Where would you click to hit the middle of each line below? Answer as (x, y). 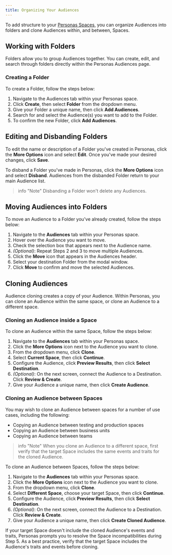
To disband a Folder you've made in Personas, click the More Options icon (84, 170)
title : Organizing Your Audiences (42, 10)
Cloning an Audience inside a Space (51, 320)
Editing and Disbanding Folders (56, 137)
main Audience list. (25, 181)
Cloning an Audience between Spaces (54, 398)
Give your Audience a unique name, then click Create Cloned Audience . (89, 520)
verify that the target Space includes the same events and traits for (89, 451)
